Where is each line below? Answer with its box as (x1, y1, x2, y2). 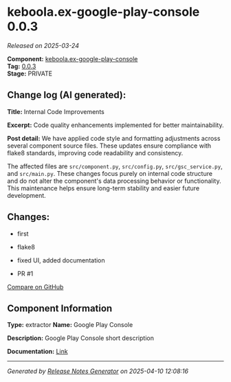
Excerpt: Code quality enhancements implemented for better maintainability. (7, 121, 225, 129)
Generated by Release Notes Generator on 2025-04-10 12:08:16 (7, 367, 189, 375)
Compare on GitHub (7, 282, 64, 291)
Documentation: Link (7, 348, 68, 356)
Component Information (7, 302, 113, 314)
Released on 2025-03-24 (7, 41, 79, 49)
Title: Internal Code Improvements (7, 107, 104, 115)
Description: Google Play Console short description (7, 334, 155, 342)
